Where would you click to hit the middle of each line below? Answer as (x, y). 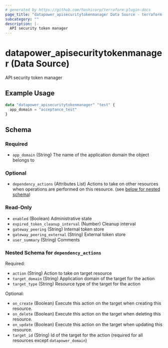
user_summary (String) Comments (46, 239)
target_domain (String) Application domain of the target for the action (83, 278)
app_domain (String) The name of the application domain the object (81, 155)
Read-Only (19, 207)
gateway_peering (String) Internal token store (58, 229)
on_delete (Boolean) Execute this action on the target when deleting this (87, 314)
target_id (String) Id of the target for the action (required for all (78, 335)
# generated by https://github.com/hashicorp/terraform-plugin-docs (78, 10)
